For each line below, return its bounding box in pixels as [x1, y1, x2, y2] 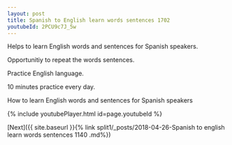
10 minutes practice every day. [7, 83, 96, 91]
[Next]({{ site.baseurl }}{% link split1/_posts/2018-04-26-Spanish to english [7, 123, 225, 132]
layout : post [7, 10, 45, 17]
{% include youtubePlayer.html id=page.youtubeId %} [7, 109, 163, 119]
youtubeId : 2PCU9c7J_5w [7, 23, 77, 30]
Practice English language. [7, 69, 84, 77]
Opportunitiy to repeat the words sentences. [7, 56, 135, 64]
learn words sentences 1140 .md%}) [7, 130, 111, 139]
